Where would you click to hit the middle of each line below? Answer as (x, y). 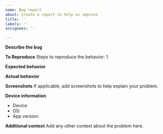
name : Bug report (23, 10)
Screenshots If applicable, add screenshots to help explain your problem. (82, 86)
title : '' (16, 19)
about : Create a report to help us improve (52, 15)
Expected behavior (25, 67)
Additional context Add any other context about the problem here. (74, 126)
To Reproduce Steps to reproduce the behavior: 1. (57, 57)
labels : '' (17, 24)
